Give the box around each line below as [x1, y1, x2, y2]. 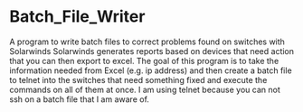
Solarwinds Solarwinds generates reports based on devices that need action [9, 45, 295, 56]
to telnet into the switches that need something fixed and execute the [9, 74, 268, 85]
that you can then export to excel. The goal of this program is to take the [9, 55, 279, 66]
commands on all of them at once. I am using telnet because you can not [9, 84, 280, 95]
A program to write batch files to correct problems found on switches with [9, 36, 285, 47]
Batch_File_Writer [9, 6, 146, 27]
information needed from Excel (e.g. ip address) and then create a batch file [9, 65, 292, 76]
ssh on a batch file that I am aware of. [9, 93, 149, 105]
